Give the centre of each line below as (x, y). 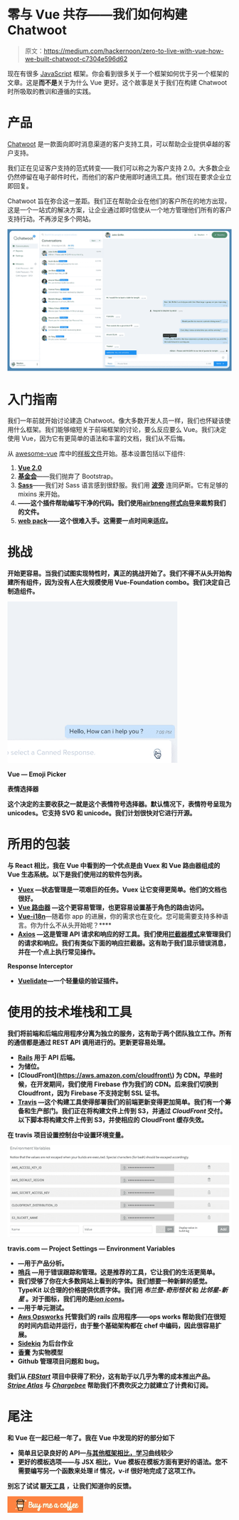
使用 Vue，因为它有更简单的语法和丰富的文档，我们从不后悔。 (99, 438)
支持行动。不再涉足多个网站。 (51, 219)
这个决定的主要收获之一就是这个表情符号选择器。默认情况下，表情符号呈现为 (119, 804)
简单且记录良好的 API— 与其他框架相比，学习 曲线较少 (95, 1453)
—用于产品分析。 (43, 1263)
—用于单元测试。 (43, 1308)
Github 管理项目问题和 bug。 (60, 1361)
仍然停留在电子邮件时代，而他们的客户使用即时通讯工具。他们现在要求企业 (116, 177)
